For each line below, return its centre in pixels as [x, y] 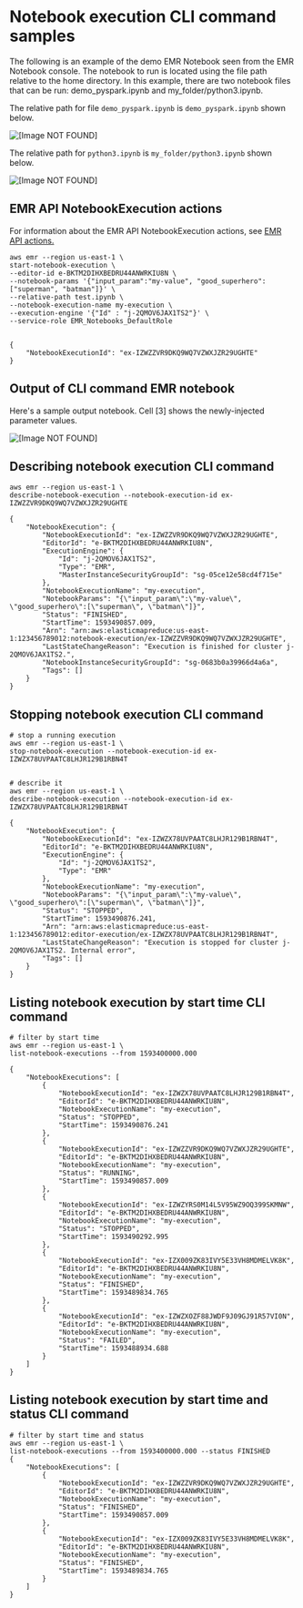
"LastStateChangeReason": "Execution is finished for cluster [162, 647]
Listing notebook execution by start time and [139, 1400]
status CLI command [69, 1415]
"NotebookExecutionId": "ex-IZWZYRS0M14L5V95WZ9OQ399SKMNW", [177, 1205]
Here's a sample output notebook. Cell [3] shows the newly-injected [137, 411]
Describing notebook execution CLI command [142, 466]
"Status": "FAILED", [97, 1340]
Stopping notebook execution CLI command [136, 714]
